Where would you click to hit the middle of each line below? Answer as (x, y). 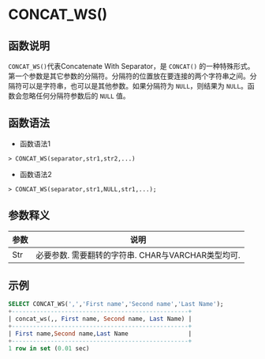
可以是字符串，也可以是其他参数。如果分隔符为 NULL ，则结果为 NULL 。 (135, 86)
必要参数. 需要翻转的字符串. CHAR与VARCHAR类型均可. (138, 255)
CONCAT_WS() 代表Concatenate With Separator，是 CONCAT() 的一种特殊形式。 (131, 66)
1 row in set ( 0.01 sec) (49, 348)
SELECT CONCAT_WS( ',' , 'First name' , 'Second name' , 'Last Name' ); (116, 304)
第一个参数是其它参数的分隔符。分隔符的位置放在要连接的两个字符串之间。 (129, 76)
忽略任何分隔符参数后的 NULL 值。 (76, 96)
